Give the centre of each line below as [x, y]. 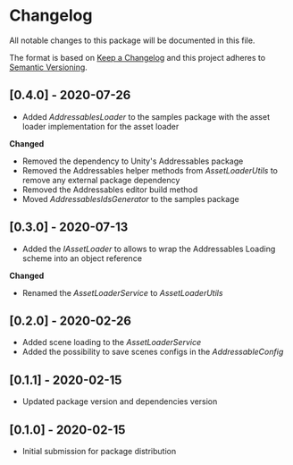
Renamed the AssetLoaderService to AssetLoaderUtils [122, 292]
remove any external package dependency [101, 180]
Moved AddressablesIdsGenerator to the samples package [130, 199]
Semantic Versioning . [48, 67]
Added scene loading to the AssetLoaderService [112, 342]
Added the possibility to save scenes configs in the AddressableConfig [153, 352]
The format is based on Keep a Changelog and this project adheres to [138, 57]
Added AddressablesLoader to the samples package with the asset [146, 116]
